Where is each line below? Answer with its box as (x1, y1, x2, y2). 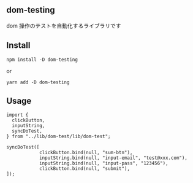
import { (6, 112, 29, 119)
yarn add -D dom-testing (6, 79, 70, 85)
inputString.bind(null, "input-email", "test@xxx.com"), (39, 155, 188, 162)
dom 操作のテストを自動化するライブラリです (6, 21, 121, 29)
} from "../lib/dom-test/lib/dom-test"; (6, 133, 112, 140)
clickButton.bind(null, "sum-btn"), (39, 150, 133, 156)
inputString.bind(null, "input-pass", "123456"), (39, 160, 168, 166)
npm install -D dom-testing (6, 56, 78, 63)
